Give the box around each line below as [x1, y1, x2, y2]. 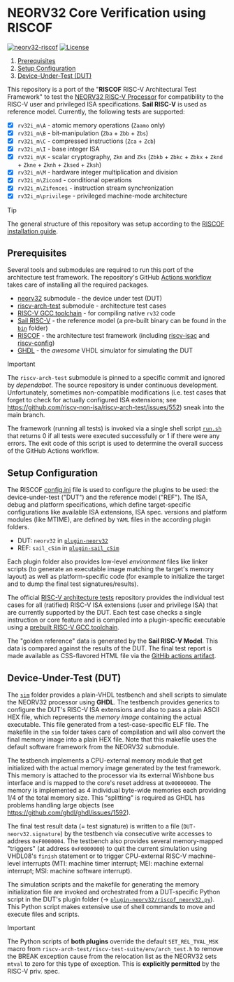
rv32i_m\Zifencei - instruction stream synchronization [17, 184, 174, 192]
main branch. [7, 411, 45, 419]
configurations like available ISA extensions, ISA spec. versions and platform [7, 508, 228, 517]
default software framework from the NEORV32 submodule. [7, 742, 180, 751]
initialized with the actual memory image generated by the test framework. [7, 763, 221, 772]
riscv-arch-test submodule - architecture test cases [17, 301, 166, 310]
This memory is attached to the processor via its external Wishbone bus [7, 771, 214, 779]
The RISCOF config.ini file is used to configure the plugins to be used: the [7, 486, 219, 494]
